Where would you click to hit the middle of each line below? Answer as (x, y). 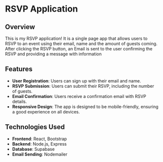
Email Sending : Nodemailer (40, 154)
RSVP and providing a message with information (54, 54)
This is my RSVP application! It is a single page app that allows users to (76, 38)
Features (19, 69)
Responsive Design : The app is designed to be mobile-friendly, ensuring (85, 106)
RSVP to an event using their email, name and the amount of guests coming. (81, 44)
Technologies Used (35, 127)
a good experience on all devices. (46, 112)
